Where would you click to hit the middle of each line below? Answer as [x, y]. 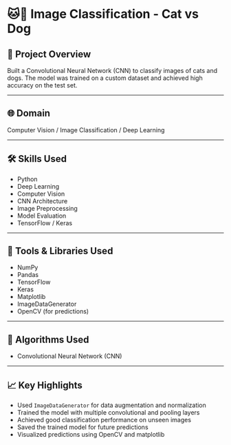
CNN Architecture [42, 201]
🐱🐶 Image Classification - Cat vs [103, 14]
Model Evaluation [42, 216]
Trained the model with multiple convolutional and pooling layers [108, 413]
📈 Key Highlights [45, 385]
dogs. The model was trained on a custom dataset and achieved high [105, 78]
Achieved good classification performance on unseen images [104, 420]
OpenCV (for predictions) [53, 311]
